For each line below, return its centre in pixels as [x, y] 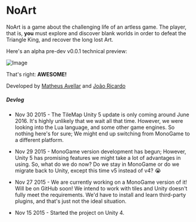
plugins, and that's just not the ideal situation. [71, 201]
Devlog [15, 100]
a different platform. [39, 140]
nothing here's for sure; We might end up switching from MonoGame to [102, 133]
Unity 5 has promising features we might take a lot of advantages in [98, 158]
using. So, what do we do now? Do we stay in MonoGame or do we [97, 164]
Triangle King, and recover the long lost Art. [60, 39]
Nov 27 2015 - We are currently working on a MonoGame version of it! [101, 182]
